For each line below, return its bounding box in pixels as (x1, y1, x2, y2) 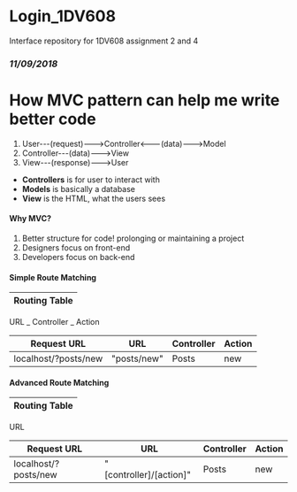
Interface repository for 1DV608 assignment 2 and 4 (9, 35, 199, 46)
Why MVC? (9, 213, 51, 224)
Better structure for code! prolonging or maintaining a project (21, 233, 245, 243)
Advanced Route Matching (9, 377, 110, 388)
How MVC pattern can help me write (9, 90, 280, 111)
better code (9, 109, 96, 129)
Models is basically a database (21, 183, 135, 194)
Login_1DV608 (9, 6, 117, 27)
